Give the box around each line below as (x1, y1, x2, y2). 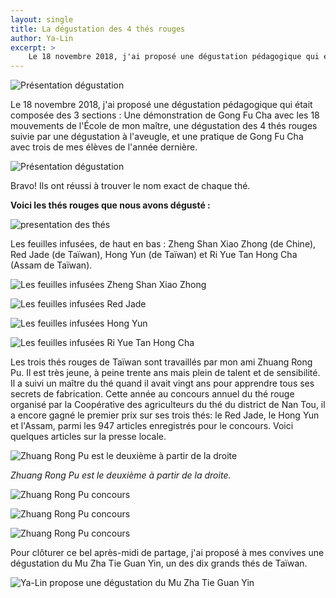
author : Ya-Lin (10, 33, 74, 43)
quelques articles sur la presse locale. (10, 431, 167, 443)
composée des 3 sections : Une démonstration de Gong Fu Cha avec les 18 (10, 109, 320, 121)
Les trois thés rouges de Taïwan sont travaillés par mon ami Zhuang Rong (10, 356, 313, 368)
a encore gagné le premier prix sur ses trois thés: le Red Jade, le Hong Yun (10, 409, 320, 421)
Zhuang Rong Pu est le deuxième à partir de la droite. (10, 469, 232, 481)
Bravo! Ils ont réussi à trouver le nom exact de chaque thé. (10, 180, 251, 192)
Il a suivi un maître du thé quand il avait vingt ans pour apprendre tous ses (10, 377, 315, 390)
